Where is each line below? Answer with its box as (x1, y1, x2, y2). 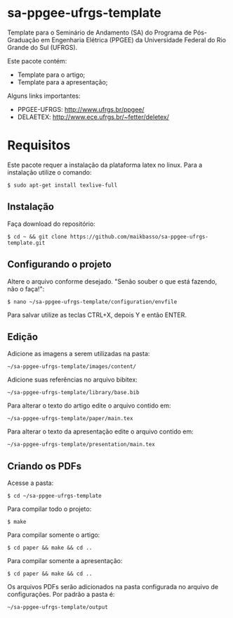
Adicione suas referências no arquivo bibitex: (7, 375, 138, 384)
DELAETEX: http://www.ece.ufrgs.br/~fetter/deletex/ (17, 113, 170, 121)
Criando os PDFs (7, 460, 82, 472)
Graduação (7, 35, 40, 44)
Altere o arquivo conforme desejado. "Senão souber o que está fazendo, (7, 277, 218, 286)
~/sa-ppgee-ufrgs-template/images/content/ (7, 363, 137, 370)
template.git (7, 239, 46, 246)
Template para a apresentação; (17, 77, 108, 86)
